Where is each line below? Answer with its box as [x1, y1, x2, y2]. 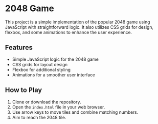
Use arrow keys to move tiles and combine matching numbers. [12, 109, 138, 115]
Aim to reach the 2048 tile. [12, 114, 66, 120]
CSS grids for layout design [12, 61, 68, 67]
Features [5, 43, 33, 52]
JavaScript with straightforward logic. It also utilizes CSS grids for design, [5, 24, 154, 30]
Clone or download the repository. [12, 99, 82, 105]
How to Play [5, 86, 43, 94]
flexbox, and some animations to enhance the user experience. [5, 29, 132, 35]
